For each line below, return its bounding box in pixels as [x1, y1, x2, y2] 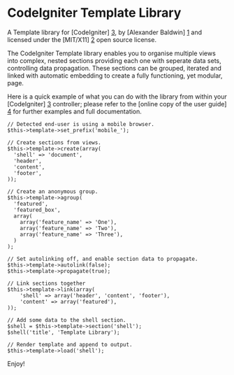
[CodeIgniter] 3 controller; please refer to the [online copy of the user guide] [7, 99, 227, 108]
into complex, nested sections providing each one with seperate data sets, [7, 56, 221, 64]
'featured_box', [13, 206, 61, 213]
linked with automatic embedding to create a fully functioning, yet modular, [7, 71, 223, 80]
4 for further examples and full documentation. [7, 107, 142, 115]
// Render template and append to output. [7, 341, 133, 348]
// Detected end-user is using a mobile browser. [7, 120, 155, 127]
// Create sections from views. [7, 139, 101, 146]
